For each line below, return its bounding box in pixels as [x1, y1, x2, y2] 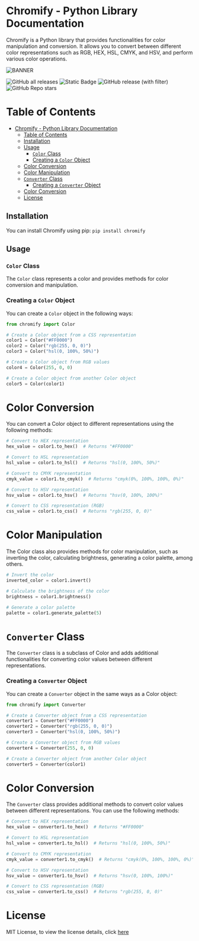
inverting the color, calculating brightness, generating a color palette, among [6, 554, 193, 561]
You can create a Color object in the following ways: [6, 310, 133, 317]
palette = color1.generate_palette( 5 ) [6, 610, 102, 616]
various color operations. [6, 55, 68, 62]
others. [6, 561, 24, 568]
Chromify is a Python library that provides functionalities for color [6, 36, 166, 43]
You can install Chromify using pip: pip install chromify [6, 227, 146, 234]
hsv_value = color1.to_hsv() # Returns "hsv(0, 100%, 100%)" [6, 492, 163, 498]
